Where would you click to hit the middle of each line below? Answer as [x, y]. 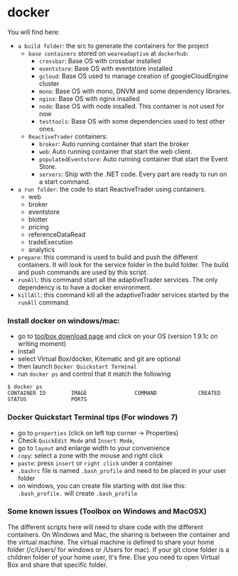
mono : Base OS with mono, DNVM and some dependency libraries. [135, 91]
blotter [38, 219]
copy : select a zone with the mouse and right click [90, 455]
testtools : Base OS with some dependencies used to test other [132, 121]
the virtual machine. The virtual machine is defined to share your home [111, 542]
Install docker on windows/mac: [64, 320]
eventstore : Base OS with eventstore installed [106, 68]
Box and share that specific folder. [58, 565]
